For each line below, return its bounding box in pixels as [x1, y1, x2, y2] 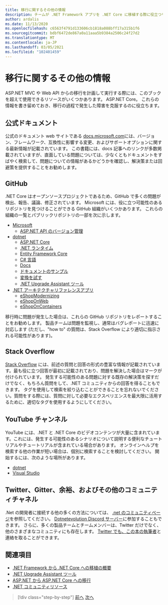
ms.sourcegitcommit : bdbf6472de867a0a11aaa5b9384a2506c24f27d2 [5, 31, 140, 36]
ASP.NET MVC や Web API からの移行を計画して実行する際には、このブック [5, 90, 161, 96]
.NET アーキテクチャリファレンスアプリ [12, 287, 94, 293]
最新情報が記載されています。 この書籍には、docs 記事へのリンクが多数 [9, 146, 157, 152]
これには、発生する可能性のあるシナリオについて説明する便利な [13, 435, 145, 442]
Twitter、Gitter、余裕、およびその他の [5, 486, 125, 495]
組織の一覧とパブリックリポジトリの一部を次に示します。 [5, 212, 123, 218]
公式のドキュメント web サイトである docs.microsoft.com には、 [5, 133, 137, 139]
